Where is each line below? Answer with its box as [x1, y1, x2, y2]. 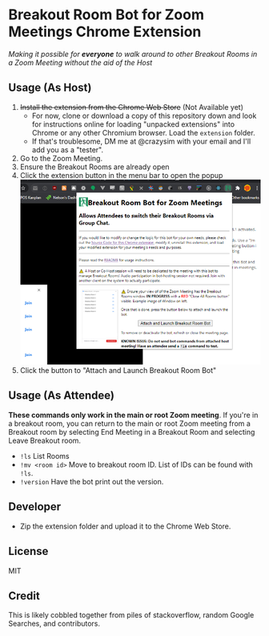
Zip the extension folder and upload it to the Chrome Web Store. [19, 521, 231, 531]
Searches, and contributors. [8, 619, 101, 629]
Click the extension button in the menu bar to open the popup [19, 170, 223, 180]
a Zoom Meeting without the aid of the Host [8, 58, 153, 67]
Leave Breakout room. [8, 435, 82, 445]
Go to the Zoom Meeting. [19, 153, 102, 163]
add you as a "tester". [31, 144, 104, 154]
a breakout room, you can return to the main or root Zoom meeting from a [8, 419, 251, 428]
